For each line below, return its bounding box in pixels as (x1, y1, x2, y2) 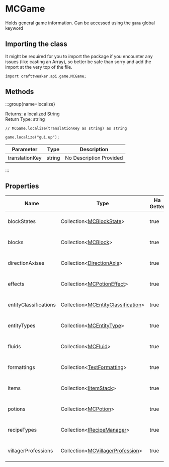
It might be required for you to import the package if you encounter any (5, 53, 153, 59)
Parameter (12, 146, 38, 153)
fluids (8, 343, 21, 350)
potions (8, 405, 26, 412)
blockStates (8, 218, 36, 225)
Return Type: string (5, 116, 45, 122)
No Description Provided (65, 154, 123, 161)
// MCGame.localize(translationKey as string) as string (5, 126, 127, 131)
